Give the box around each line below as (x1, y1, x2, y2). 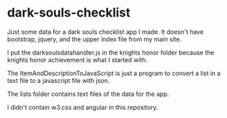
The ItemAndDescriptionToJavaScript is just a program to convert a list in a (7, 69, 221, 77)
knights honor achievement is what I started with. (7, 55, 147, 63)
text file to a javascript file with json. (7, 76, 110, 84)
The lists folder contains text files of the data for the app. (7, 90, 170, 98)
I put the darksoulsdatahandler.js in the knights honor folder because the (7, 48, 215, 57)
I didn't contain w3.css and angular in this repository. (7, 103, 158, 111)
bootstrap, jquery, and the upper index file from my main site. (7, 35, 182, 43)
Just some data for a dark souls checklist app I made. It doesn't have (7, 28, 204, 36)
